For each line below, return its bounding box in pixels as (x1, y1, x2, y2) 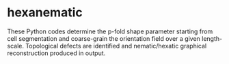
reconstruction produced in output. (7, 49, 106, 57)
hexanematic (7, 5, 83, 20)
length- (201, 34, 223, 42)
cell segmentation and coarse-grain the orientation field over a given (7, 34, 200, 42)
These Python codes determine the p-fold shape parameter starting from (7, 27, 213, 35)
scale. (7, 42, 24, 50)
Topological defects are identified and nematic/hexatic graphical (25, 42, 207, 50)
